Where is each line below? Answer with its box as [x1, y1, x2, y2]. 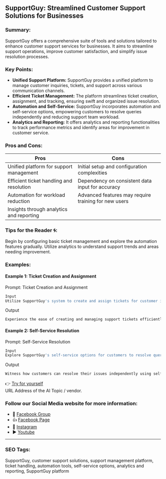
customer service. [12, 130, 49, 136]
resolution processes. [5, 53, 49, 59]
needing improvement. [5, 248, 51, 254]
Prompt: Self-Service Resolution [5, 338, 71, 344]
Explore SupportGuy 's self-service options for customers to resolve [5, 353, 152, 358]
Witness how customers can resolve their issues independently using [5, 371, 152, 377]
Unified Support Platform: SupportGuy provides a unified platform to [12, 77, 153, 83]
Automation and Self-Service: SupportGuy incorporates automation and [12, 103, 161, 109]
